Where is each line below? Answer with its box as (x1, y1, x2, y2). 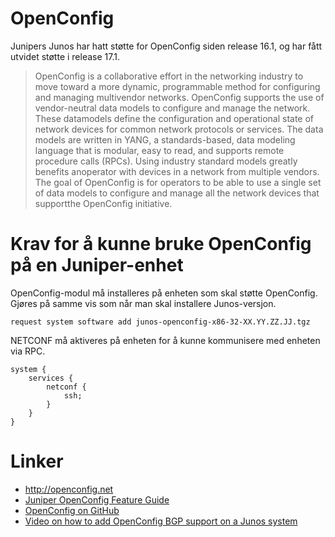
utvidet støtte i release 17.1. (10, 50, 120, 62)
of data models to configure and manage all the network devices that (34, 187, 320, 199)
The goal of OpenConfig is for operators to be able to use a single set (34, 176, 322, 188)
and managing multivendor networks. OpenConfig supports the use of (34, 91, 325, 103)
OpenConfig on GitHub (24, 504, 120, 516)
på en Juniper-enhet (10, 254, 184, 277)
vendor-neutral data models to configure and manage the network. (34, 102, 311, 114)
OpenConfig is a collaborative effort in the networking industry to (34, 70, 304, 82)
